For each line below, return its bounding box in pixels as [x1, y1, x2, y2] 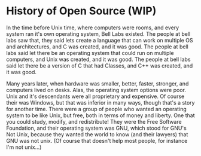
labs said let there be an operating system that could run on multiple [6, 49, 175, 56]
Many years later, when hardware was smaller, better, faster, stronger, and [6, 79, 189, 87]
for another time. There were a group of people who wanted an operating [6, 105, 187, 112]
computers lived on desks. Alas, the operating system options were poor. [6, 86, 187, 93]
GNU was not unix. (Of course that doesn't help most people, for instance [6, 137, 188, 144]
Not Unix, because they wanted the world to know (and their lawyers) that [6, 130, 188, 138]
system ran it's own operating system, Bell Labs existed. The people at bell [6, 30, 191, 37]
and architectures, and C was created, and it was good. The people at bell [6, 43, 188, 50]
